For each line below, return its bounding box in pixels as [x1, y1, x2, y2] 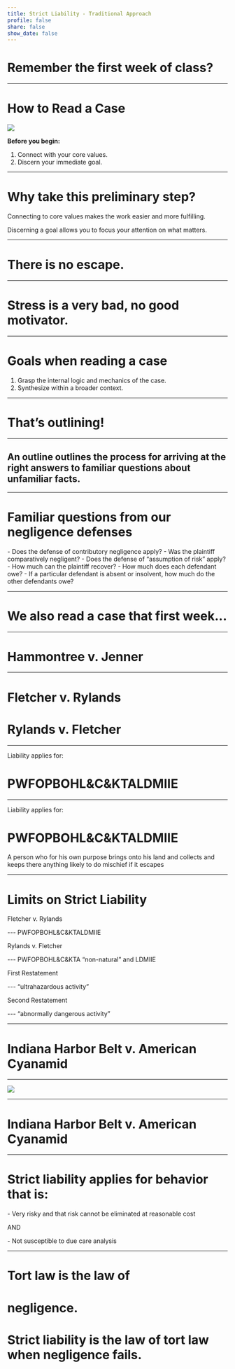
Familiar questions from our [7, 509, 171, 525]
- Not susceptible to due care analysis [7, 1237, 117, 1245]
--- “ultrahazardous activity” [7, 982, 90, 991]
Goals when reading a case [7, 353, 168, 369]
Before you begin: [7, 137, 61, 146]
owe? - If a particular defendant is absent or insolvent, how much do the [7, 569, 215, 578]
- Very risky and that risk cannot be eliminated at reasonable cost [7, 1209, 196, 1218]
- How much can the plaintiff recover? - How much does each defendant [7, 562, 217, 571]
